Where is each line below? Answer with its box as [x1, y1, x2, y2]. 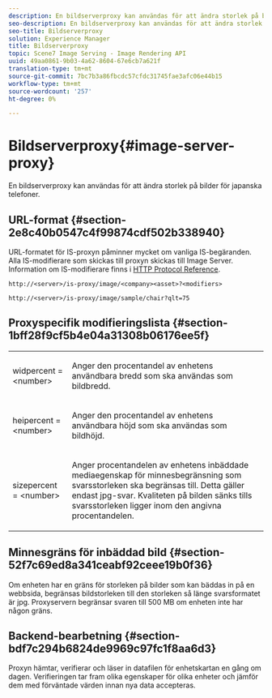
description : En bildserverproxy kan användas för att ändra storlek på [8, 11, 259, 20]
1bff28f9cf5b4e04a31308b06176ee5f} [8, 329, 210, 343]
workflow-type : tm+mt [8, 79, 82, 88]
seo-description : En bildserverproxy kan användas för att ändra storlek [8, 19, 263, 28]
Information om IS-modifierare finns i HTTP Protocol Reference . [8, 264, 221, 274]
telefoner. [8, 190, 40, 199]
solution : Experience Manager [8, 34, 111, 43]
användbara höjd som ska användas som [71, 419, 227, 430]
